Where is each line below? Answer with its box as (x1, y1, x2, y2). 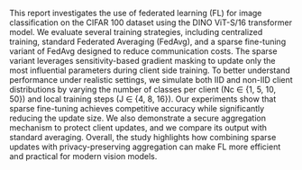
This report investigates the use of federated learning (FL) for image (9, 8, 262, 18)
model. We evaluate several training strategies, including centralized (9, 27, 263, 37)
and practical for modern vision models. (9, 151, 158, 161)
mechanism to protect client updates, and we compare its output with (9, 122, 268, 133)
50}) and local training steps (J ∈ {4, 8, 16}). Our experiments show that (9, 94, 277, 104)
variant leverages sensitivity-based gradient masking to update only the (9, 56, 276, 66)
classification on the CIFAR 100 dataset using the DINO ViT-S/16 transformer (9, 17, 293, 28)
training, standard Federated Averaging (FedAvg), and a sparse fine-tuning (9, 36, 287, 47)
